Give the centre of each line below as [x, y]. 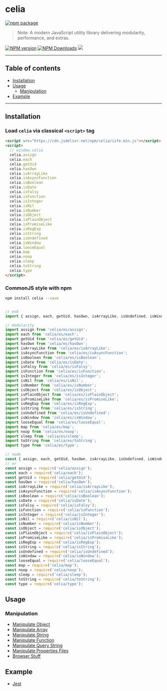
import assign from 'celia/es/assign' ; [46, 330]
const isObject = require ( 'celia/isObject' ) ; [53, 528]
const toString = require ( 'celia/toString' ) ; [53, 579]
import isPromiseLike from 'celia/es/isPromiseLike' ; [62, 399]
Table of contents [33, 68]
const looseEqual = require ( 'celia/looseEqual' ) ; [58, 561]
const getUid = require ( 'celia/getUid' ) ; [49, 478]
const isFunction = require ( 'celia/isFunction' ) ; [58, 510]
